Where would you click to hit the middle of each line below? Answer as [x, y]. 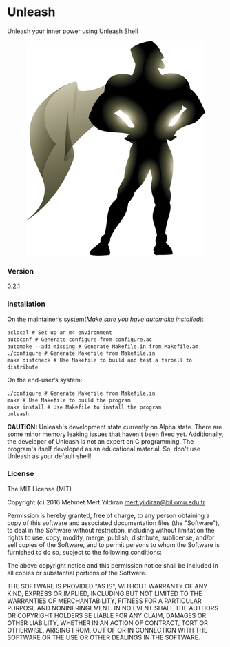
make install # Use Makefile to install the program [84, 407]
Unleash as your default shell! [49, 456]
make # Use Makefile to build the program [69, 400]
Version [21, 271]
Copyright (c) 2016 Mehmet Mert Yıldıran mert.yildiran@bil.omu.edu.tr [106, 502]
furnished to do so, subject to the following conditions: [84, 552]
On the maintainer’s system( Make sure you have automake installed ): [106, 319]
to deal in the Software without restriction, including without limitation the [111, 530]
